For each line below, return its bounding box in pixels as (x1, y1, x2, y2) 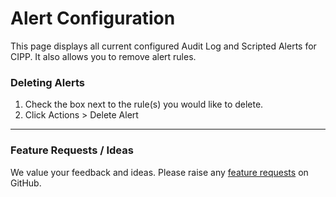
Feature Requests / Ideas (10, 143, 134, 157)
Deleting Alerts (10, 75, 85, 89)
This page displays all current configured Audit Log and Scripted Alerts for (10, 40, 317, 52)
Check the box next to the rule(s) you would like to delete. (24, 98, 264, 111)
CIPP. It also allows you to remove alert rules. (10, 50, 197, 62)
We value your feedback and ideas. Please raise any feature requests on (10, 166, 309, 178)
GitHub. (10, 177, 42, 189)
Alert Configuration (10, 7, 176, 30)
